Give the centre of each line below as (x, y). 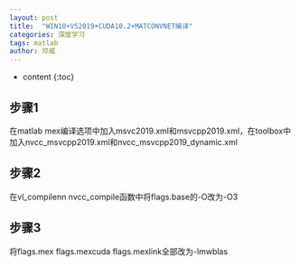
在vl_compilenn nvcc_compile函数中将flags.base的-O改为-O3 (124, 197)
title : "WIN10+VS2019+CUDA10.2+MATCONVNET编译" (101, 26)
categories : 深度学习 (47, 34)
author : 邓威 (33, 51)
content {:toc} (48, 77)
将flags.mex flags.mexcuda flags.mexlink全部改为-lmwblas (119, 251)
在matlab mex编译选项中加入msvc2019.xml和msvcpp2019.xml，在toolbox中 (150, 131)
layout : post (34, 18)
